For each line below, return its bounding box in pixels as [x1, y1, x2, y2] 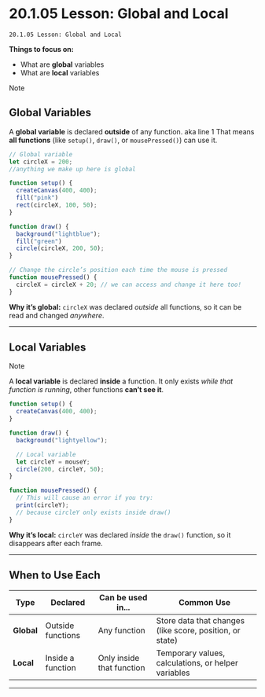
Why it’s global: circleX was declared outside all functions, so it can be [9, 302, 242, 311]
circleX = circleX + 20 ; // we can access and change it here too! [16, 281, 242, 288]
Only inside [98, 652, 140, 663]
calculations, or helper [156, 657, 239, 668]
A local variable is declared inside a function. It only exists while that [9, 376, 234, 386]
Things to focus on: [9, 44, 74, 53]
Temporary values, [156, 647, 226, 658]
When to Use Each [9, 569, 101, 582]
